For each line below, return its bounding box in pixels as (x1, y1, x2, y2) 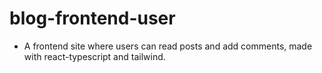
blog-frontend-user (9, 7, 176, 30)
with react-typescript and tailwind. (23, 50, 166, 62)
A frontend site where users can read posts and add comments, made (23, 40, 313, 52)
